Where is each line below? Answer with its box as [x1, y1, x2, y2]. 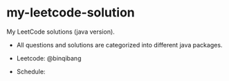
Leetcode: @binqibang [16, 54, 82, 62]
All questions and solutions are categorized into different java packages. [16, 40, 223, 49]
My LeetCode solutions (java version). [6, 27, 115, 36]
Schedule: [16, 67, 46, 76]
